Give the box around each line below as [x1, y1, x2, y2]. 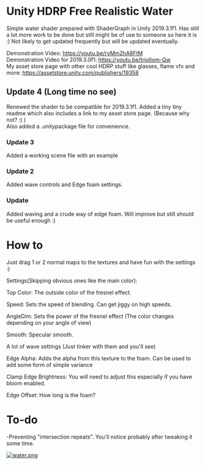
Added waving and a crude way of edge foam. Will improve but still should [6, 210, 194, 217]
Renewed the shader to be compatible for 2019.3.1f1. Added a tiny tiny [6, 103, 182, 110]
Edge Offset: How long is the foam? [6, 391, 96, 399]
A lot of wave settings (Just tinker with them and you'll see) [6, 342, 156, 350]
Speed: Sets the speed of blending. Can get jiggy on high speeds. [6, 300, 173, 308]
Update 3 [6, 138, 35, 146]
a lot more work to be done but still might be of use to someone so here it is [6, 31, 197, 38]
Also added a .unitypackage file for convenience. [6, 123, 130, 130]
